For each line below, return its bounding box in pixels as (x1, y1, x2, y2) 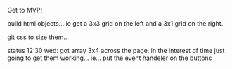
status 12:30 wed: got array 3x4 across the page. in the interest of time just (7, 47, 225, 54)
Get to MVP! (7, 6, 43, 14)
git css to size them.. (7, 33, 67, 41)
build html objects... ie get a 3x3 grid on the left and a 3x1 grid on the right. (7, 20, 224, 27)
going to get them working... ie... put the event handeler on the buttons (7, 54, 212, 62)
